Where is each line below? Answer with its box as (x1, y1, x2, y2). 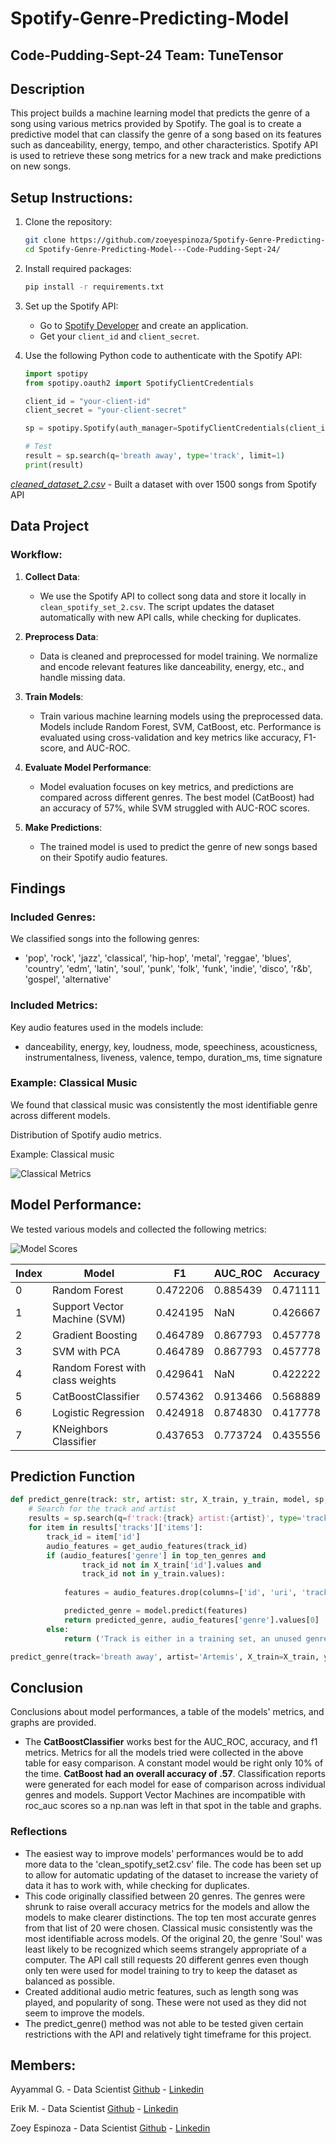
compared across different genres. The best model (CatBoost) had (39, 791, 315, 803)
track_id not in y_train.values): (81, 1569, 226, 1579)
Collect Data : (24, 570, 80, 582)
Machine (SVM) (52, 1312, 127, 1326)
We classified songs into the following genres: (10, 933, 200, 945)
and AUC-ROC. (68, 742, 131, 754)
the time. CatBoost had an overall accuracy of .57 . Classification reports (24, 1768, 326, 1780)
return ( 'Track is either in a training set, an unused (63, 1633, 302, 1644)
